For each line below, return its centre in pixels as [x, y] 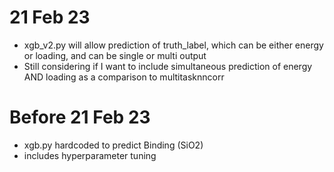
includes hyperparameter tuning [90, 155]
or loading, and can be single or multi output [115, 55]
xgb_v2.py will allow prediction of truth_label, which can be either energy [173, 45]
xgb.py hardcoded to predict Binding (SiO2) [113, 145]
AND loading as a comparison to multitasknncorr [124, 77]
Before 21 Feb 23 [80, 117]
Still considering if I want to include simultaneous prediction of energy [168, 66]
